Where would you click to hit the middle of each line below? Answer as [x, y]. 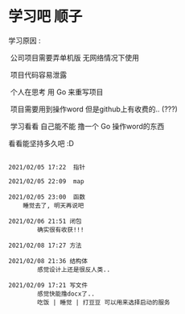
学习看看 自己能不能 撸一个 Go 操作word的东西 [87, 126]
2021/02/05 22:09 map [46, 181]
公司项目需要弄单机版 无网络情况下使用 [74, 57]
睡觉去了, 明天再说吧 [53, 205]
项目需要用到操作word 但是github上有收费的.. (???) [94, 109]
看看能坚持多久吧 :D [41, 143]
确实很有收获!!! [61, 230]
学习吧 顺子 [45, 17]
